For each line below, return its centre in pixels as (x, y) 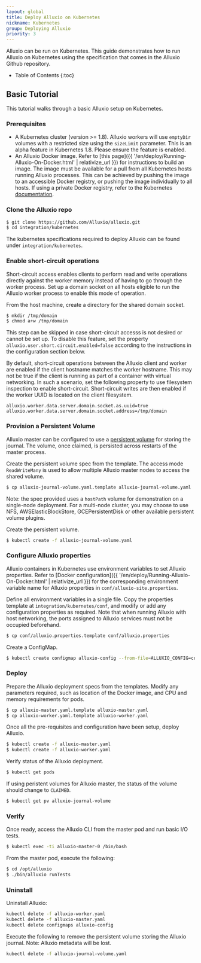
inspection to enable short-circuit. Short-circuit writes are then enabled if (96, 389)
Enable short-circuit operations (53, 261)
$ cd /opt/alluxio (29, 869)
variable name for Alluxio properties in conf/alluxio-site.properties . (92, 587)
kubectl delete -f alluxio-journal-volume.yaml (67, 954)
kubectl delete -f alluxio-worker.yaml (56, 914)
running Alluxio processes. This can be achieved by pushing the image (102, 175)
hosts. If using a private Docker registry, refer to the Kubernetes (93, 188)
